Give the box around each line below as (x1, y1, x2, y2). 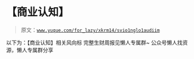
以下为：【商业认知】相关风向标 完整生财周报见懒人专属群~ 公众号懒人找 (6, 39, 183, 46)
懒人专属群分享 (16, 46, 54, 54)
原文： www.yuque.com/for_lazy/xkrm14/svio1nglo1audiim (20, 26, 160, 33)
